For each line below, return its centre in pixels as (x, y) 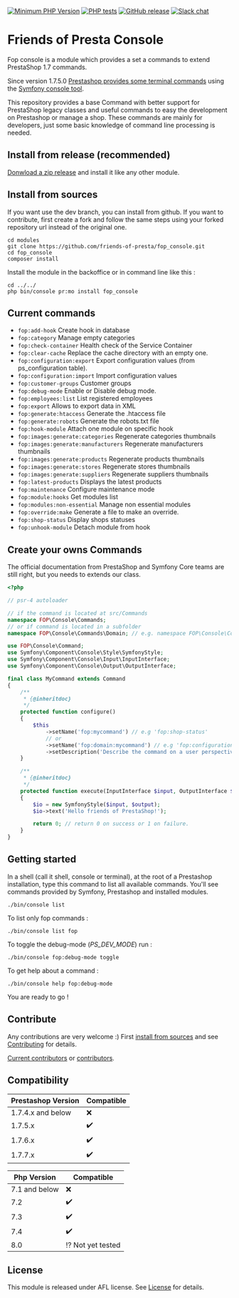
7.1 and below (35, 1189)
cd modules (23, 240)
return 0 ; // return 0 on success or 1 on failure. (111, 824)
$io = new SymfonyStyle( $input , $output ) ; (97, 804)
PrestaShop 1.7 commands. (47, 67)
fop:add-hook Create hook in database (74, 330)
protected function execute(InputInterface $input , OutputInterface (124, 791)
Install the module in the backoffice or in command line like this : (101, 272)
